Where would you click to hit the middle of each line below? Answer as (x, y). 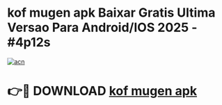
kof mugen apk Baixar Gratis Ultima (111, 13)
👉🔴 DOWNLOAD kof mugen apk (102, 91)
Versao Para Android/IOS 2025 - (102, 27)
